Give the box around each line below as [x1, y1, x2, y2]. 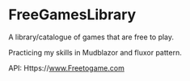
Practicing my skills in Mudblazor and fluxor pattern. [8, 47, 182, 57]
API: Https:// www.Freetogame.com [8, 63, 125, 73]
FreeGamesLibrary [8, 6, 137, 24]
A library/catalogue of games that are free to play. [8, 32, 175, 42]
